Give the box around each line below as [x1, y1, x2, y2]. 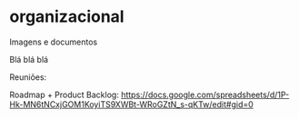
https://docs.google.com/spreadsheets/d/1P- [121, 89, 290, 100]
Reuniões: [9, 71, 47, 83]
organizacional [9, 6, 125, 27]
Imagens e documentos [9, 36, 98, 47]
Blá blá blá [9, 54, 48, 64]
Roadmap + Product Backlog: [9, 89, 120, 100]
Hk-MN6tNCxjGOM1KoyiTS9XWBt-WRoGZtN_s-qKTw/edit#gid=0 [9, 98, 254, 110]
